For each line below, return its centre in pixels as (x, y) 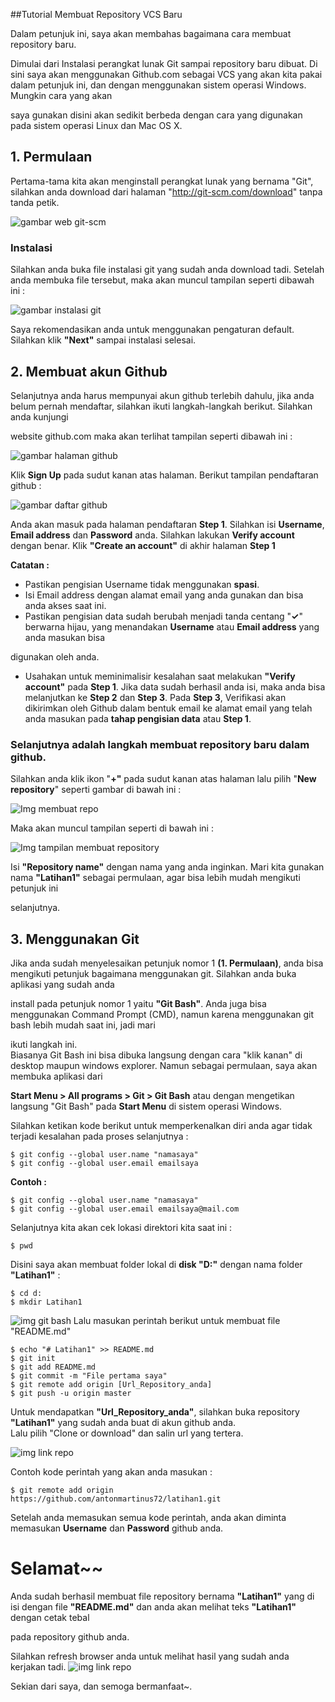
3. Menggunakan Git (75, 939)
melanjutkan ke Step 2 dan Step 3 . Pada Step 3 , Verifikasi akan (155, 697)
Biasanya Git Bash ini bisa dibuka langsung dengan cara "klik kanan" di (156, 1055)
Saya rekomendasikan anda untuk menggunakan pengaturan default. (152, 330)
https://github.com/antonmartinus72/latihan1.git (116, 1499)
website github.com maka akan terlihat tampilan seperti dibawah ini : (151, 436)
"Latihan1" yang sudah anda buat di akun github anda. (123, 1423)
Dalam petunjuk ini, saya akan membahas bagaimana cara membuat (151, 33)
